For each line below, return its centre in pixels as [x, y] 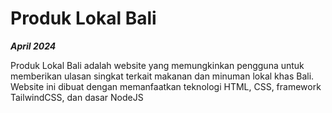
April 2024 [33, 46]
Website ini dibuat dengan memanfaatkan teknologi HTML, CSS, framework [166, 86]
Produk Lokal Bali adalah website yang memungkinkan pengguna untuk [157, 65]
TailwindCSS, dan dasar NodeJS [77, 97]
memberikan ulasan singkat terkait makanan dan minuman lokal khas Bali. [162, 76]
